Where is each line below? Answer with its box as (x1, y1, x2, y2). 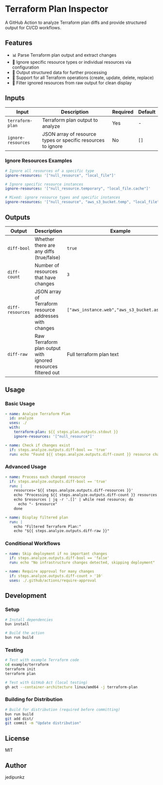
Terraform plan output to (42, 116, 98, 123)
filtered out (34, 369, 60, 376)
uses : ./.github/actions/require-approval (9, 578, 97, 583)
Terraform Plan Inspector (5, 3, 108, 15)
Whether (34, 235, 55, 242)
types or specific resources (42, 136, 105, 143)
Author (5, 761, 27, 769)
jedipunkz (5, 774, 25, 780)
